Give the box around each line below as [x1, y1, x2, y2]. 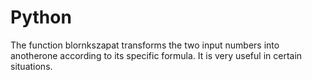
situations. [10, 60, 53, 72]
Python [10, 6, 72, 29]
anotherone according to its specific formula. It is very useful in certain [10, 49, 303, 61]
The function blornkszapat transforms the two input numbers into [10, 39, 280, 51]
